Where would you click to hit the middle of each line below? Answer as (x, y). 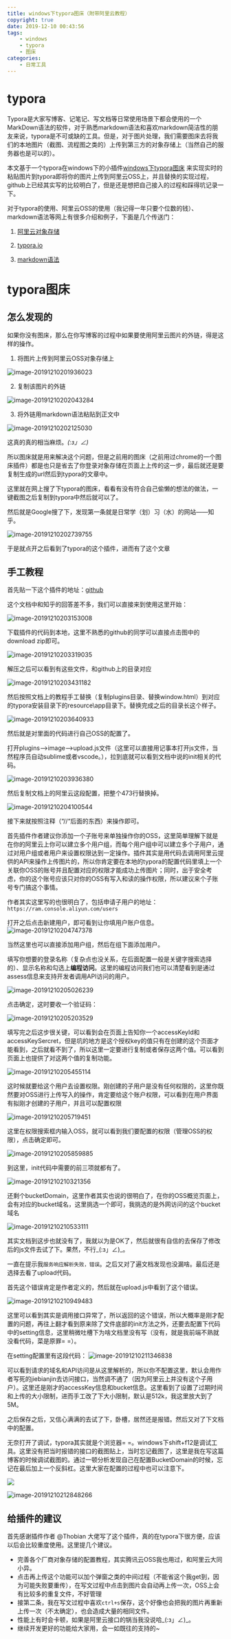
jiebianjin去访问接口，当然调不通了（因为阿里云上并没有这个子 (119, 1379)
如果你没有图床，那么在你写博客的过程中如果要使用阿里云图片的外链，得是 (112, 335)
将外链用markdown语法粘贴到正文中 (68, 414)
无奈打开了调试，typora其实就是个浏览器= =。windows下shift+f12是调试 (109, 1443)
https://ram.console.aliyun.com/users (63, 909)
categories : (24, 58)
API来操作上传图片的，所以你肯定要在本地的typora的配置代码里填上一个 (120, 861)
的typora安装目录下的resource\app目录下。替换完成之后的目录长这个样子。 (113, 705)
